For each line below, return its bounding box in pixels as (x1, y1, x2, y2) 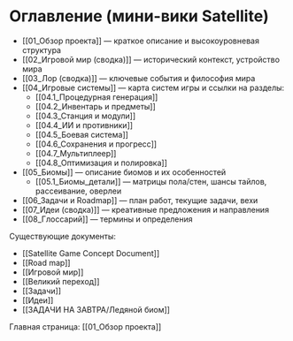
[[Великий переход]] (21, 276, 100, 286)
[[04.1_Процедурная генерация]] (35, 91, 158, 102)
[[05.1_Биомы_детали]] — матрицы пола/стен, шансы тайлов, (35, 176, 267, 186)
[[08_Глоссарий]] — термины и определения (21, 214, 193, 224)
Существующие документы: (9, 231, 117, 241)
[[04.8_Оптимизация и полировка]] (35, 157, 168, 168)
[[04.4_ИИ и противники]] (35, 119, 134, 130)
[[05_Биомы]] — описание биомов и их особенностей (21, 166, 227, 178)
